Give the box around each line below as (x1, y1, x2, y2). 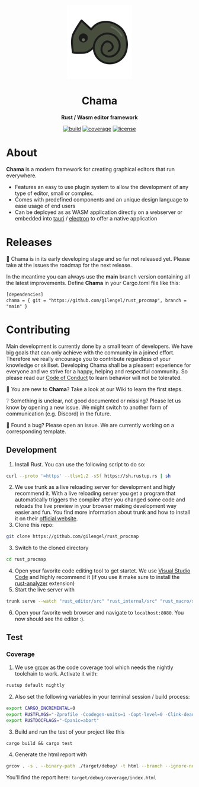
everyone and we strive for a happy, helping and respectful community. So (6, 367, 188, 375)
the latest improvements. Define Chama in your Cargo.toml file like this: (6, 279, 181, 286)
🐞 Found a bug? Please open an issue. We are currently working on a (6, 421, 175, 428)
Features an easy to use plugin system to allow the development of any (14, 183, 188, 190)
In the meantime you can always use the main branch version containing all (6, 273, 191, 280)
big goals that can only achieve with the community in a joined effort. (6, 348, 175, 356)
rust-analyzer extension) (14, 580, 75, 587)
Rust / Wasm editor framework (61, 114, 138, 121)
